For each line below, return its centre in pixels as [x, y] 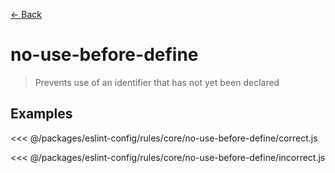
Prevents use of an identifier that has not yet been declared [157, 82]
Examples [41, 114]
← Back [26, 14]
